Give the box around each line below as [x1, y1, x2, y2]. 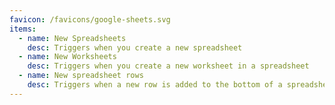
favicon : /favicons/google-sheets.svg [9, 14, 171, 25]
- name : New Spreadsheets [18, 33, 127, 43]
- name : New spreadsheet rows [18, 71, 144, 81]
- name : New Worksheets [18, 52, 117, 62]
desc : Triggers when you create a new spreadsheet [27, 42, 243, 53]
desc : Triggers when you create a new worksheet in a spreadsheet [27, 61, 310, 71]
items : [9, 24, 37, 34]
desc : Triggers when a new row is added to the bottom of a [27, 80, 283, 90]
